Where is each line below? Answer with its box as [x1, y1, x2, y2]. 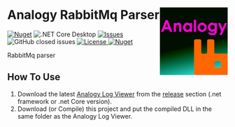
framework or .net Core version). [17, 97, 112, 105]
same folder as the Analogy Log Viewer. [17, 112, 133, 120]
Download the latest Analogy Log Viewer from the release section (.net [17, 89, 222, 98]
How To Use [7, 71, 61, 83]
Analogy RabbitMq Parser [7, 7, 159, 23]
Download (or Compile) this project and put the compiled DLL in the [17, 105, 212, 113]
